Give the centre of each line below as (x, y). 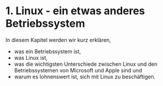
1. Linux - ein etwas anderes (75, 11)
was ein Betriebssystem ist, (47, 51)
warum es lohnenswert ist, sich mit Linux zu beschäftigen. (85, 77)
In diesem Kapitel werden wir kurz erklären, (58, 40)
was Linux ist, (31, 58)
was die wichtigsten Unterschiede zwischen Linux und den (86, 64)
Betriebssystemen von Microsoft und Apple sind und (78, 70)
